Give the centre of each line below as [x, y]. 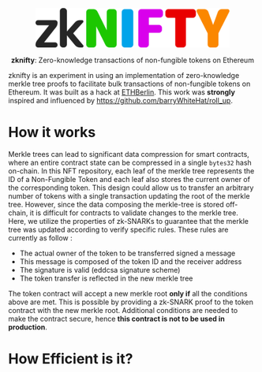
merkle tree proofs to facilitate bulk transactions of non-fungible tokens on [129, 84]
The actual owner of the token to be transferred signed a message [127, 253]
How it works [52, 132]
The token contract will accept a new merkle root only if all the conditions [128, 293]
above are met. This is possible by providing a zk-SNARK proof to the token [131, 302]
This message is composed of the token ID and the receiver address [131, 261]
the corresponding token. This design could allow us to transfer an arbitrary [131, 188]
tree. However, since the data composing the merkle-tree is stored [116, 204]
